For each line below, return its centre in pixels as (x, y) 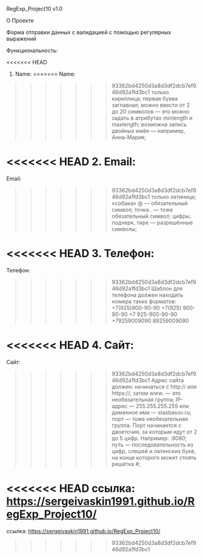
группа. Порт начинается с (147, 425)
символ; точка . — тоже (142, 209)
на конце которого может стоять (154, 457)
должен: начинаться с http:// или (154, 386)
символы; (125, 229)
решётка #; (126, 464)
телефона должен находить (148, 295)
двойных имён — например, (148, 131)
